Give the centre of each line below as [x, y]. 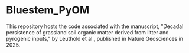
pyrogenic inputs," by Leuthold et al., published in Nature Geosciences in [95, 38]
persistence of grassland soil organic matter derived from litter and [88, 32]
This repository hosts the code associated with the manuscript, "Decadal [95, 26]
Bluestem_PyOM [48, 10]
